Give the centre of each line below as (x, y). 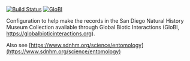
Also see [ (19, 45)
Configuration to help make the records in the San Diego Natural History (95, 21)
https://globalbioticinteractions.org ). (51, 33)
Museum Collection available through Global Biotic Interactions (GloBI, (93, 27)
